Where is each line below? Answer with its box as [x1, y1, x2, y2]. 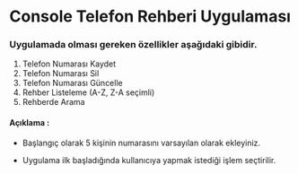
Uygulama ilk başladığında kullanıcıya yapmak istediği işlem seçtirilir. [22, 154, 276, 165]
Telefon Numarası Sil [22, 68, 100, 79]
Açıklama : [9, 117, 50, 128]
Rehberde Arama [22, 97, 85, 108]
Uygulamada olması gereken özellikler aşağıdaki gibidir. [9, 39, 258, 51]
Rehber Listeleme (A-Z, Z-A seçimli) [22, 87, 155, 98]
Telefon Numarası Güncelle [22, 78, 123, 89]
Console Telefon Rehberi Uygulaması [9, 6, 292, 27]
